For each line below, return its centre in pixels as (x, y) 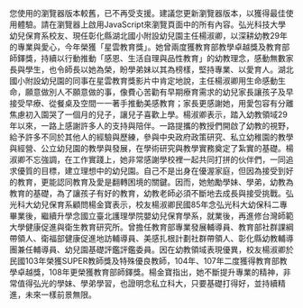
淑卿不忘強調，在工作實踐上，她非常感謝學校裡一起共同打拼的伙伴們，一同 (147, 159)
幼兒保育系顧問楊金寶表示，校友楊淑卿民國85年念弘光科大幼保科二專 (160, 204)
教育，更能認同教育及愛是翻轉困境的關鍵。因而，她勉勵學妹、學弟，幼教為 (155, 182)
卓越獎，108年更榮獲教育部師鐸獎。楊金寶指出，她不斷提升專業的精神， (150, 272)
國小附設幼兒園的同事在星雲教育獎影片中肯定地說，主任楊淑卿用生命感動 (143, 81)
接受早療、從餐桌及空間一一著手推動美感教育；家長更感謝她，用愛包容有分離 (151, 103)
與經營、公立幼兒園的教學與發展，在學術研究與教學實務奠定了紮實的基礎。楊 (151, 148)
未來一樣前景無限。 (60, 294)
